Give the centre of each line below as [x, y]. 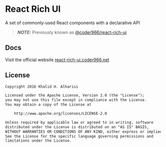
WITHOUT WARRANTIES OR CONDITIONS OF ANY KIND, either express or [75, 132]
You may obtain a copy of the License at [48, 105]
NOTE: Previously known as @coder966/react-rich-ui [72, 32]
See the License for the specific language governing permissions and [79, 136]
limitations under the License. [38, 141]
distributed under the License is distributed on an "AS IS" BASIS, [77, 127]
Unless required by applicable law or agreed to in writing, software [79, 122]
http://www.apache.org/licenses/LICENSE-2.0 [61, 114]
